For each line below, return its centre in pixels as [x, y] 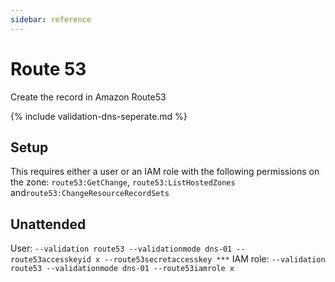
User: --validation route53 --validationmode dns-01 [121, 248]
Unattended [48, 224]
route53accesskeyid [51, 260]
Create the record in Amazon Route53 [88, 97]
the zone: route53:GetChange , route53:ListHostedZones [123, 182]
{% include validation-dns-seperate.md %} [99, 116]
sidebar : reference [51, 19]
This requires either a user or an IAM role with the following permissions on [165, 172]
